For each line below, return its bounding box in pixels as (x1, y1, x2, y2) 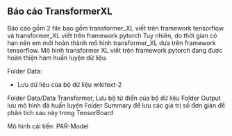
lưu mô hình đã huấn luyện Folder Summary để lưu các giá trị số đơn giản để (7, 101, 226, 110)
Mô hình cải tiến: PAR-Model (7, 121, 89, 130)
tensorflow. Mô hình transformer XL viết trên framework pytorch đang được (7, 46, 223, 54)
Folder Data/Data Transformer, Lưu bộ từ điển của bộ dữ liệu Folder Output (7, 94, 221, 102)
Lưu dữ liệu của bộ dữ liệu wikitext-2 (17, 80, 122, 89)
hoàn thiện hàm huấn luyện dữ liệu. (7, 53, 108, 62)
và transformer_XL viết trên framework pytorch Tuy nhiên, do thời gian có (7, 31, 217, 40)
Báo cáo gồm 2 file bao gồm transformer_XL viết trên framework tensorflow (7, 24, 224, 32)
